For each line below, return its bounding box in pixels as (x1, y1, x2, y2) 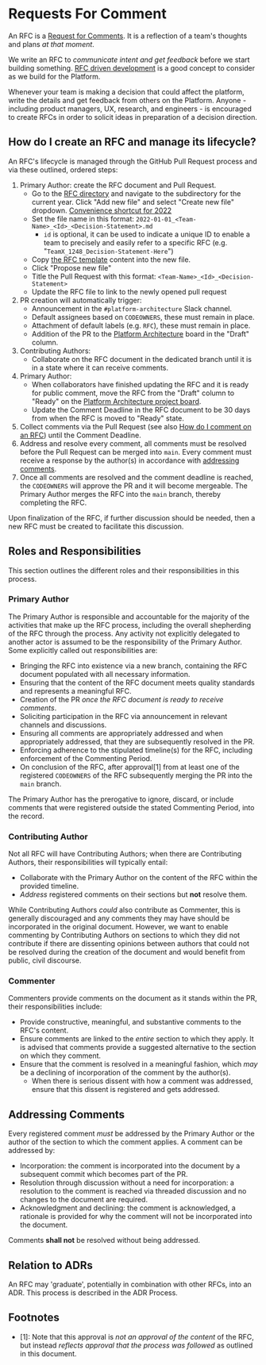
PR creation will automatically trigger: (19, 295, 142, 305)
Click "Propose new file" (31, 263, 112, 272)
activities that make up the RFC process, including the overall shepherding (8, 620, 252, 629)
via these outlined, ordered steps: (8, 164, 118, 175)
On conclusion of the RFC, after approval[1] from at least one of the (19, 762, 240, 771)
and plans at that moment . (8, 39, 95, 48)
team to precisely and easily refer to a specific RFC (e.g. (43, 237, 228, 247)
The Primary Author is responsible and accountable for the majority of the (8, 612, 250, 621)
